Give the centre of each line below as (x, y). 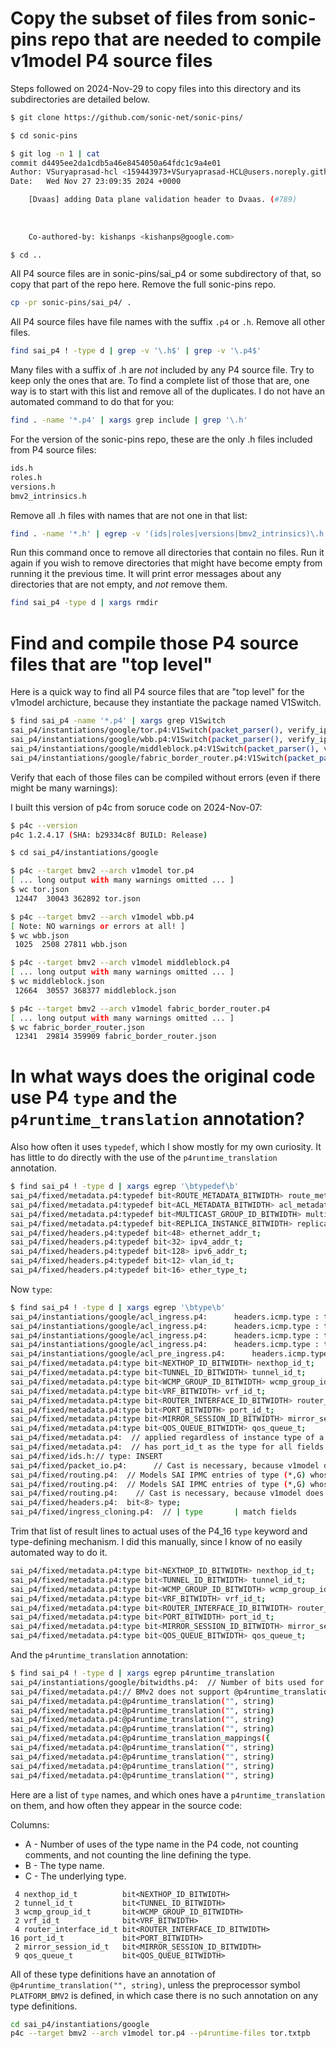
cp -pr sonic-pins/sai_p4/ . (71, 303)
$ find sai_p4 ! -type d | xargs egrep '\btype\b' (118, 1307)
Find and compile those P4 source (154, 643)
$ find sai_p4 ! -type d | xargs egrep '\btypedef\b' (125, 1187)
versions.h (33, 487)
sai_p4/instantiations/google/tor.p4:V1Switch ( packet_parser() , (147, 730)
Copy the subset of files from (134, 18)
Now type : (31, 1289)
